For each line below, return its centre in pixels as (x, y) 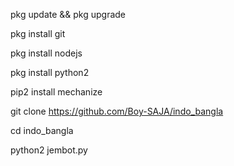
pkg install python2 (50, 72)
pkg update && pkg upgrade (68, 14)
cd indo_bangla (42, 130)
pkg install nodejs (46, 53)
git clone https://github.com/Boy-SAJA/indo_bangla (117, 111)
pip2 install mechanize (56, 92)
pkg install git (38, 33)
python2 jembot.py (49, 150)
